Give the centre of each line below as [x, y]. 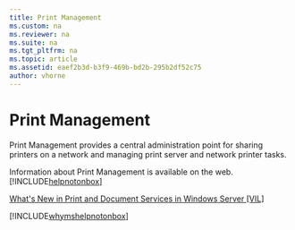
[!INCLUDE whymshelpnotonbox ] [69, 216]
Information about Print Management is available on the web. [122, 172]
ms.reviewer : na [39, 34]
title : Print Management [55, 17]
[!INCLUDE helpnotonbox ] [56, 181]
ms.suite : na [34, 43]
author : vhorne [38, 76]
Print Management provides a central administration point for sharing [136, 145]
